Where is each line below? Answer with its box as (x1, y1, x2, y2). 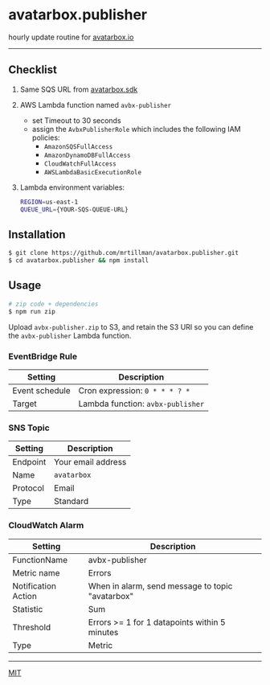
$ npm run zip (8, 307, 56, 315)
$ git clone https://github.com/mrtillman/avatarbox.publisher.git (8, 249, 239, 257)
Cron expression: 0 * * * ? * (78, 384, 190, 396)
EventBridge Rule (8, 351, 78, 362)
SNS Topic (8, 422, 50, 433)
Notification (12, 580, 56, 592)
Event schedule (12, 384, 71, 396)
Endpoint (12, 457, 47, 468)
